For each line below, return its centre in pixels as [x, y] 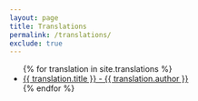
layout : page [34, 18]
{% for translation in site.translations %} [97, 69]
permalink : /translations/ [60, 35]
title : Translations [49, 26]
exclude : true [36, 43]
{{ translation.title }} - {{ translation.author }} [105, 79]
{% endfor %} [49, 88]
